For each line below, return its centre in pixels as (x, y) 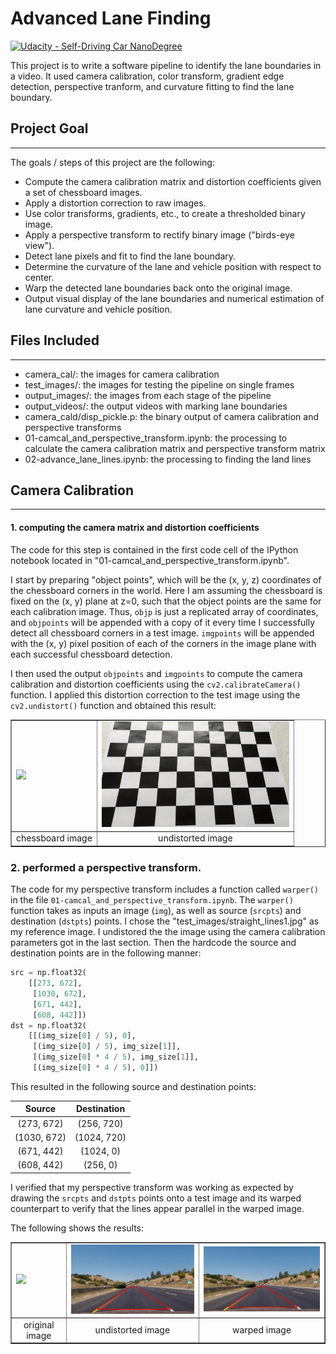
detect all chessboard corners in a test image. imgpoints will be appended (162, 633)
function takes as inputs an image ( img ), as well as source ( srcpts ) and (156, 911)
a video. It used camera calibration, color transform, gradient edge (147, 76)
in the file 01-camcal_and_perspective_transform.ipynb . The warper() (152, 900)
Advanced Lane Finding (111, 18)
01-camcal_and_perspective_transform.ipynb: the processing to (156, 438)
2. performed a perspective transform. (106, 867)
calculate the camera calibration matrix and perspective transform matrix (175, 448)
